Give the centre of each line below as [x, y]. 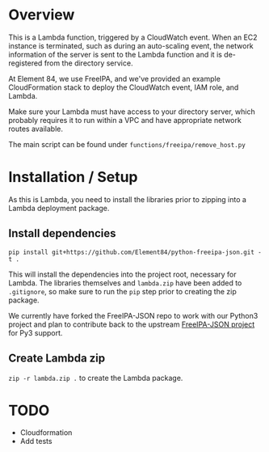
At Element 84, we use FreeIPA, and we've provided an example [114, 78]
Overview [42, 15]
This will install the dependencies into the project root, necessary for [122, 274]
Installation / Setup [73, 177]
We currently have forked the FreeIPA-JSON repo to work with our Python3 [133, 315]
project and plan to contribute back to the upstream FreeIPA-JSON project [132, 324]
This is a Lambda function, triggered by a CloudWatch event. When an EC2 [133, 37]
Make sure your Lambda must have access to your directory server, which [132, 112]
